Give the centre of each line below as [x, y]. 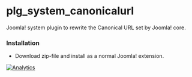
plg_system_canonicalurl [70, 11]
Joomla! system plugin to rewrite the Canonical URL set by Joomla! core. [96, 27]
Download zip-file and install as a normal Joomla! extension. [89, 56]
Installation [23, 43]
